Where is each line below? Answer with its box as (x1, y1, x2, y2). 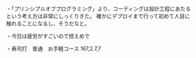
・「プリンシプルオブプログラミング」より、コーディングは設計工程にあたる (6, 5, 191, 12)
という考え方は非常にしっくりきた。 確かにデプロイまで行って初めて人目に (6, 12, 191, 20)
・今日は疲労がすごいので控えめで (6, 33, 90, 40)
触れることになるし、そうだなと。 (6, 20, 90, 27)
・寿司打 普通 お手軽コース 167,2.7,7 (6, 45, 101, 52)
